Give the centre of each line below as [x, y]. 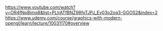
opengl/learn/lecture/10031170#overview [47, 23]
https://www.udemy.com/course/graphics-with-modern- [64, 18]
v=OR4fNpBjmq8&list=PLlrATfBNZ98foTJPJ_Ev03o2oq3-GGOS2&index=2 [81, 12]
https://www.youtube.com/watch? [40, 7]
